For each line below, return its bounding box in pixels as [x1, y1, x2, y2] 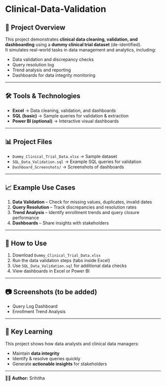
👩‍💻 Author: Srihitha [5, 375, 45, 381]
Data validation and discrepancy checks [12, 56, 94, 62]
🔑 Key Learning [5, 328, 53, 336]
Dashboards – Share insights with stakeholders [12, 220, 109, 226]
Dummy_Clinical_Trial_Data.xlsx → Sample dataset [12, 153, 118, 159]
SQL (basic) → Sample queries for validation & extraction [12, 112, 129, 118]
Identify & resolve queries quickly [12, 355, 81, 361]
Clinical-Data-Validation [5, 3, 106, 15]
